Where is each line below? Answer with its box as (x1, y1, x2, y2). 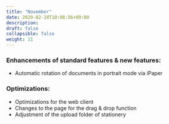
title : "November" (6, 8, 52, 15)
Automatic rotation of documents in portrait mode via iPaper (14, 70, 163, 77)
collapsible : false (6, 31, 55, 37)
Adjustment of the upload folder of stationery (14, 111, 127, 118)
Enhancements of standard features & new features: (6, 56, 161, 64)
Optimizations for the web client (14, 98, 94, 105)
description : (6, 20, 39, 26)
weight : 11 (6, 36, 33, 42)
